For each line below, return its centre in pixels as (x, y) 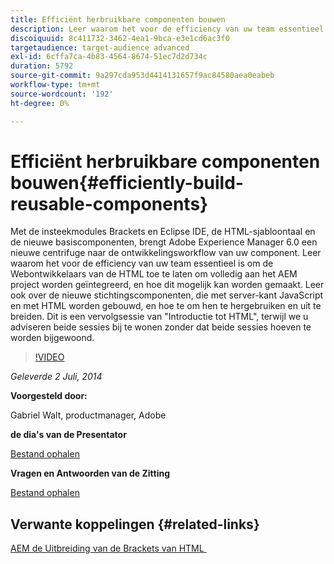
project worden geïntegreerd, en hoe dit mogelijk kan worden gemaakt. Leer (167, 285)
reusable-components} (109, 203)
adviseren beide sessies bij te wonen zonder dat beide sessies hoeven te (161, 327)
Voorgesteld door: (49, 396)
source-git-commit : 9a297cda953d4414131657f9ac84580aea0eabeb (142, 76)
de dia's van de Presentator (68, 435)
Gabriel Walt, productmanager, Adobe (88, 415)
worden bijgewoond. (52, 338)
